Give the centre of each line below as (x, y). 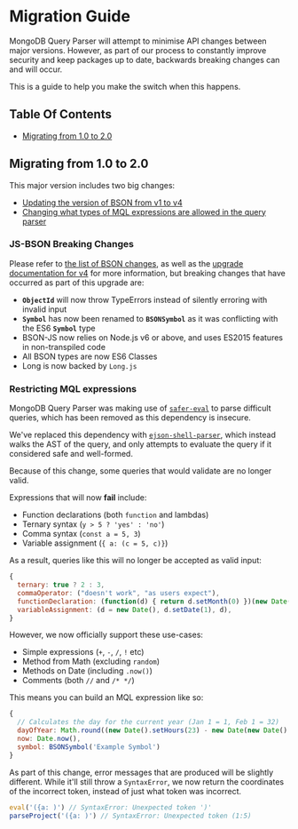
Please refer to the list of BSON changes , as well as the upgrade (126, 263)
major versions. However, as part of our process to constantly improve (138, 50)
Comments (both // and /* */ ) (78, 681)
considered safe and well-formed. (71, 454)
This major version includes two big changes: (92, 185)
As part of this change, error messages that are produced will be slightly (141, 772)
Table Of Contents (61, 114)
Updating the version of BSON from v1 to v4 (102, 203)
